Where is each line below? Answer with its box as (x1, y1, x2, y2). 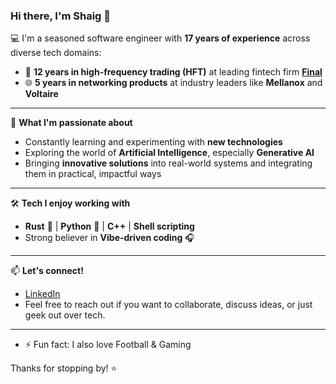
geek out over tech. (24, 309, 106, 321)
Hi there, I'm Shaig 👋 (10, 9, 112, 23)
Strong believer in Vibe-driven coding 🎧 (24, 232, 195, 244)
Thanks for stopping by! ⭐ (10, 362, 118, 374)
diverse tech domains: (10, 47, 102, 59)
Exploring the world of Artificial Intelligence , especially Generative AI (24, 147, 315, 159)
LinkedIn (24, 288, 61, 300)
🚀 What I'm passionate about (10, 117, 133, 129)
